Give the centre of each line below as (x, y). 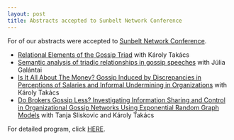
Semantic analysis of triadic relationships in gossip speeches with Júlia (121, 62)
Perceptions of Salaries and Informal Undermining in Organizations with (122, 85)
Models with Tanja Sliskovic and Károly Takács (86, 115)
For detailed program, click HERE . (56, 129)
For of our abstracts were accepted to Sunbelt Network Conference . (107, 41)
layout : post (27, 14)
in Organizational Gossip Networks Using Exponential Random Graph (118, 107)
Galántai (30, 70)
